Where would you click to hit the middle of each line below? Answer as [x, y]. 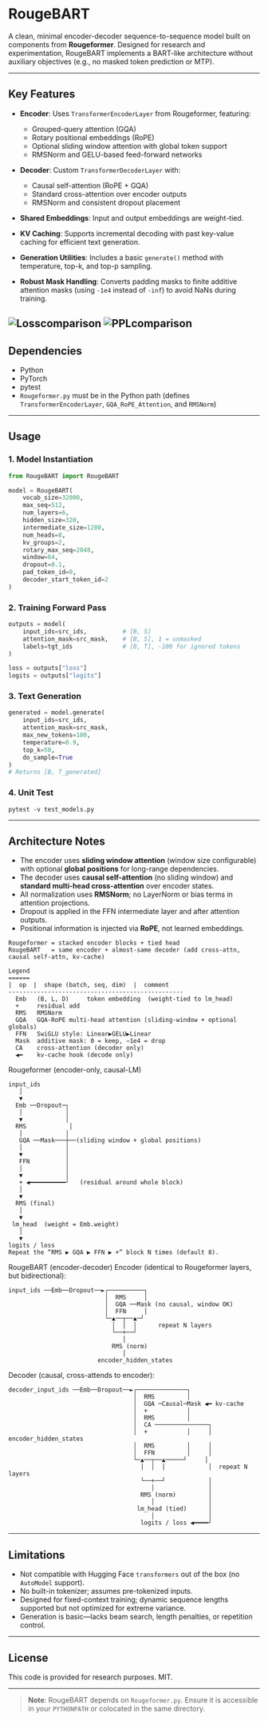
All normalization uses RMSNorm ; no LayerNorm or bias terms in [126, 894]
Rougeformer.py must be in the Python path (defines [104, 395]
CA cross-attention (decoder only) [80, 1048]
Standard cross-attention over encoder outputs [109, 194]
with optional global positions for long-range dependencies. [119, 869]
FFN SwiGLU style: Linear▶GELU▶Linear [83, 1034]
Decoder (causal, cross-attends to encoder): [82, 1376]
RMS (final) [35, 1204]
